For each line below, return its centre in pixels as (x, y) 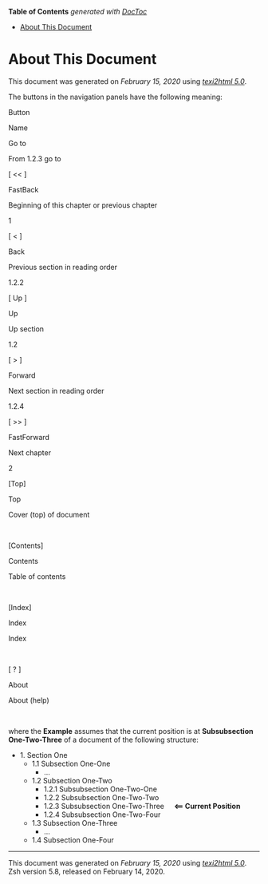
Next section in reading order (56, 390)
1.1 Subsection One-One (71, 763)
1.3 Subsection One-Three (75, 823)
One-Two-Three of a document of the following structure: (104, 739)
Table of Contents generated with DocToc (78, 12)
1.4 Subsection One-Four (73, 840)
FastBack (24, 189)
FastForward (29, 437)
